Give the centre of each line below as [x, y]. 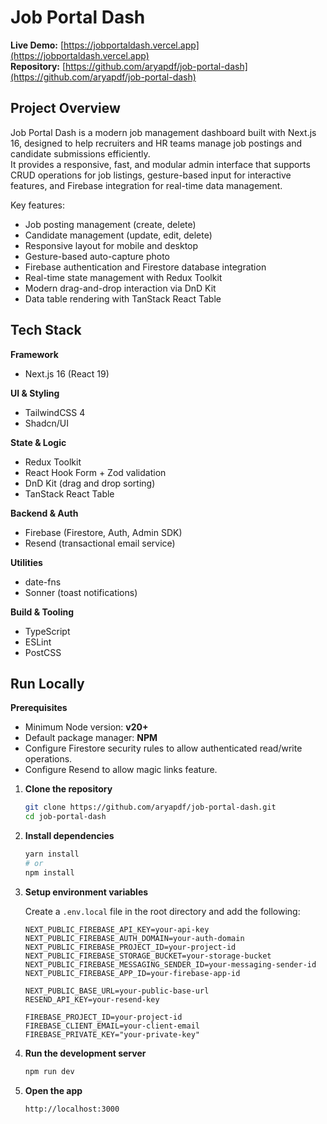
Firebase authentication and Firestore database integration [145, 267]
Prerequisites [39, 708]
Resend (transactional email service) [100, 543]
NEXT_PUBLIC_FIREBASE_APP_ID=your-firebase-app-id [132, 973]
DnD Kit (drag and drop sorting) [90, 483]
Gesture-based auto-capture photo [97, 256]
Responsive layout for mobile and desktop [111, 245]
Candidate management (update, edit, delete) [118, 235]
